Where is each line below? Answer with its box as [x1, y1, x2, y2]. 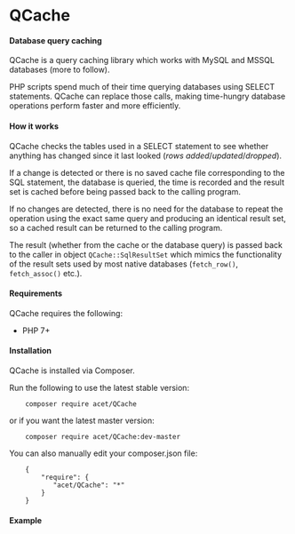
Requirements [9, 288, 63, 299]
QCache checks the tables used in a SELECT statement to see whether [9, 140, 269, 151]
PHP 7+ [21, 325, 51, 336]
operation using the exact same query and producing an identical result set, [9, 212, 287, 223]
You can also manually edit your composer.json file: [9, 448, 198, 458]
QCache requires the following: [9, 307, 123, 318]
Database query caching [9, 35, 102, 45]
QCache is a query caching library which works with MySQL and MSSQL [9, 55, 275, 66]
